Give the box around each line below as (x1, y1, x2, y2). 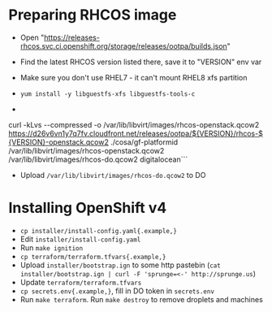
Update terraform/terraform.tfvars (19, 277, 142, 287)
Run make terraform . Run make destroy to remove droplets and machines (19, 294, 264, 304)
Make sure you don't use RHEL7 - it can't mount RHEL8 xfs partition (19, 72, 248, 82)
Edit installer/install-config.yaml (19, 234, 141, 244)
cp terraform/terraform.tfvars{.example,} (19, 253, 166, 261)
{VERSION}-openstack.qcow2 (8, 136, 110, 147)
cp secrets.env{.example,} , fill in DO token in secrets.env (19, 286, 215, 296)
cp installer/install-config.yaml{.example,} (19, 227, 177, 235)
